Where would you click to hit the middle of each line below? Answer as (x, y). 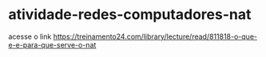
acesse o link (30, 36)
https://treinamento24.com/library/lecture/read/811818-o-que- (155, 36)
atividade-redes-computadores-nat (130, 15)
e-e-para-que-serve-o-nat (52, 44)
